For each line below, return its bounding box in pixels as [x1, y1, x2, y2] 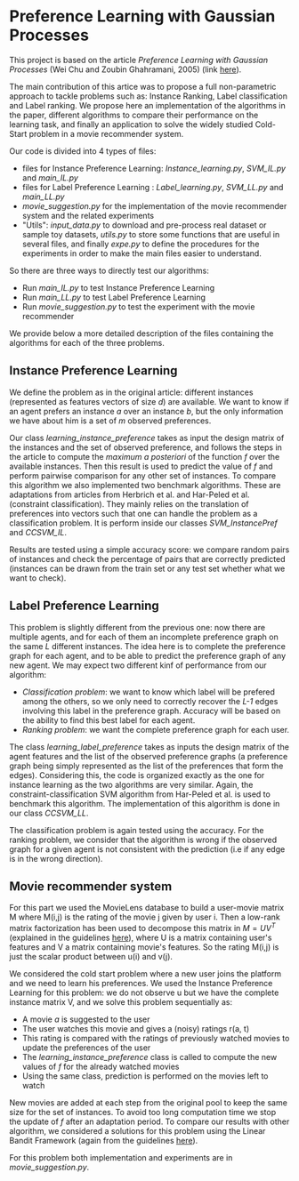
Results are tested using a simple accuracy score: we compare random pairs [9, 544, 290, 555]
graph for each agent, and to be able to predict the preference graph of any [9, 650, 287, 661]
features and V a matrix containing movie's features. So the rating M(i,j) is [9, 942, 279, 952]
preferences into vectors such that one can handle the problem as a [9, 508, 258, 518]
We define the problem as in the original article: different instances [9, 387, 254, 398]
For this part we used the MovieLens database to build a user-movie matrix [9, 903, 285, 913]
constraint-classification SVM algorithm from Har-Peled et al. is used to [9, 789, 271, 799]
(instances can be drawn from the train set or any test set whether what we [9, 563, 286, 574]
